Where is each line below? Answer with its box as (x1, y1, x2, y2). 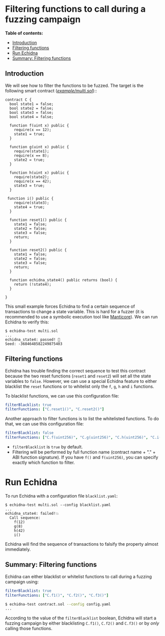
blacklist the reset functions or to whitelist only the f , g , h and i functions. (5, 383, 155, 389)
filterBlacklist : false (5, 430, 54, 435)
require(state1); (14, 149, 50, 154)
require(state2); (14, 174, 50, 180)
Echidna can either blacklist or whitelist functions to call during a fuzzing (5, 573, 152, 580)
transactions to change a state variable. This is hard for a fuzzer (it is (5, 308, 144, 315)
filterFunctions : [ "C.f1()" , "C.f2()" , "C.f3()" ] (5, 593, 109, 598)
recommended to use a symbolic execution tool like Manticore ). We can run (5, 314, 158, 319)
